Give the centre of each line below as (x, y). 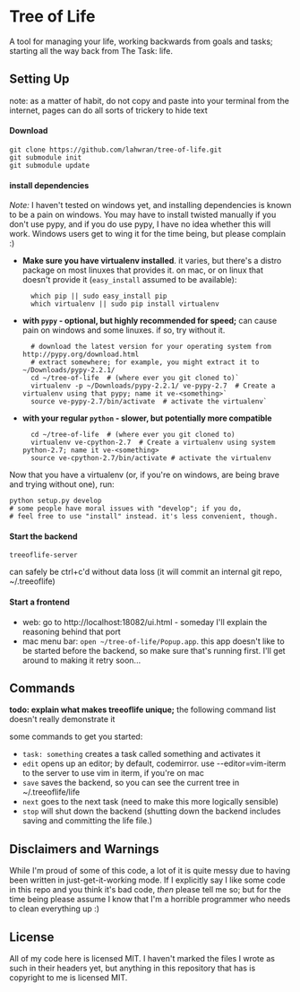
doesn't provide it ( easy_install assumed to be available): (129, 280)
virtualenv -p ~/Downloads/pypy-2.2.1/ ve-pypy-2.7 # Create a (153, 386)
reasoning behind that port (71, 631)
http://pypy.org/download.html (81, 355)
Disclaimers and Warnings (84, 849)
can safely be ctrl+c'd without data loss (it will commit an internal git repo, (146, 572)
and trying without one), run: (62, 484)
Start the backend (43, 536)
